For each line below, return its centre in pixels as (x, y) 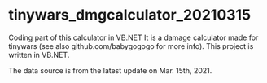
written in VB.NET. (39, 55)
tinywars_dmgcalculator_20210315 (129, 15)
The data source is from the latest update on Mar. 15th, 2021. (110, 70)
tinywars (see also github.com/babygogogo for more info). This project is (131, 46)
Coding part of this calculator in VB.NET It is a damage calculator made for (133, 37)
